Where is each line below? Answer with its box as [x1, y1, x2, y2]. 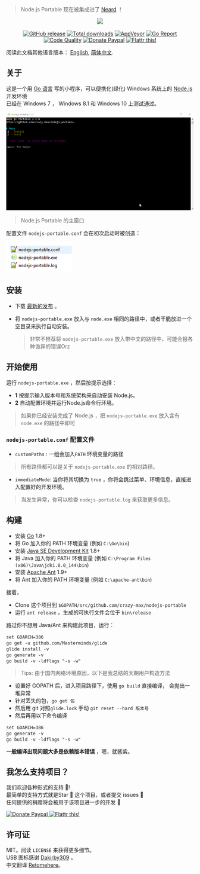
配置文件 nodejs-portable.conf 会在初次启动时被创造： [6, 230, 141, 237]
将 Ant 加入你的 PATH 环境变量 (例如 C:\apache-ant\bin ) [14, 576, 152, 583]
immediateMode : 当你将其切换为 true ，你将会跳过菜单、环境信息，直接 [14, 475, 186, 483]
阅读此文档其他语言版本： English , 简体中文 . [6, 49, 114, 56]
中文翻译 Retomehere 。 [6, 861, 64, 869]
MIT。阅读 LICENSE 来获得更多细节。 [6, 847, 95, 854]
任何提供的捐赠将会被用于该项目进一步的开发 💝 [6, 799, 121, 806]
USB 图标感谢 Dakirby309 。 [6, 854, 76, 861]
